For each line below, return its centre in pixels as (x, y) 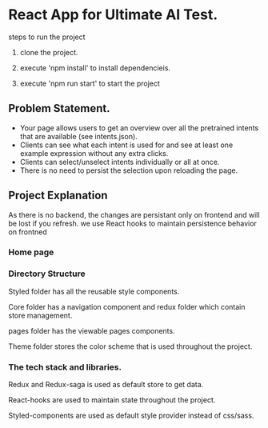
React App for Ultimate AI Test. (113, 15)
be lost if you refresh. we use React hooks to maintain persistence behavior (133, 223)
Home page (31, 252)
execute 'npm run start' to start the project (90, 83)
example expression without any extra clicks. (94, 153)
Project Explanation (58, 196)
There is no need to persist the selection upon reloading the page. (129, 170)
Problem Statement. (59, 108)
